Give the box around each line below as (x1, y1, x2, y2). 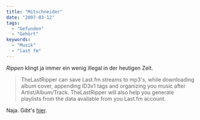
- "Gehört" (11, 31, 39, 37)
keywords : (6, 37, 31, 43)
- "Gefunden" (11, 25, 44, 32)
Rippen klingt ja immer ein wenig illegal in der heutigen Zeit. (6, 64, 153, 71)
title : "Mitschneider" (6, 8, 63, 15)
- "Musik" (11, 43, 36, 49)
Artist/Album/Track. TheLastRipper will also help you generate (20, 88, 174, 96)
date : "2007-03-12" (6, 14, 55, 20)
